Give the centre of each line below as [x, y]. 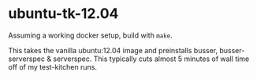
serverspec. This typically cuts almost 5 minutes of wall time [151, 59]
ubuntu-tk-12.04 [63, 14]
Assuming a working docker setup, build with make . [91, 35]
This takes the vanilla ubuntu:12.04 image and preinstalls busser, [113, 50]
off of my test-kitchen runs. [52, 66]
